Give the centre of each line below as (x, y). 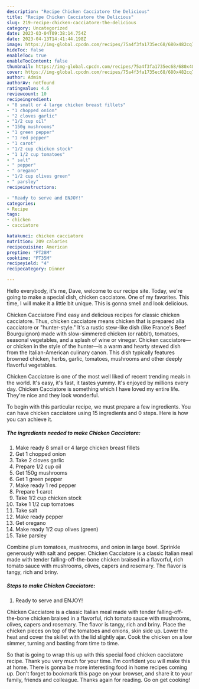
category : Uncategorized (37, 28)
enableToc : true (27, 55)
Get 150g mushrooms (41, 472)
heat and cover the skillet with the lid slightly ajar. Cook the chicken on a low (99, 637)
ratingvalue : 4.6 (28, 89)
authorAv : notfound (31, 83)
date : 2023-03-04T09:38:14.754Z (46, 34)
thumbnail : (20, 66)
